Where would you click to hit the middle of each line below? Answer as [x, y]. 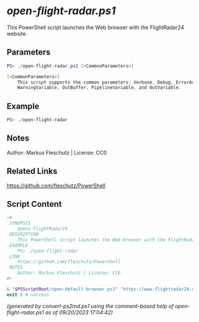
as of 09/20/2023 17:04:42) [79, 312]
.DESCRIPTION [23, 234]
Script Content [34, 204]
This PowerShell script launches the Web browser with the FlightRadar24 [96, 27]
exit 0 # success [28, 295]
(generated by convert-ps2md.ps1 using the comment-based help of [90, 306]
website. [17, 33]
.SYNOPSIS [19, 224]
